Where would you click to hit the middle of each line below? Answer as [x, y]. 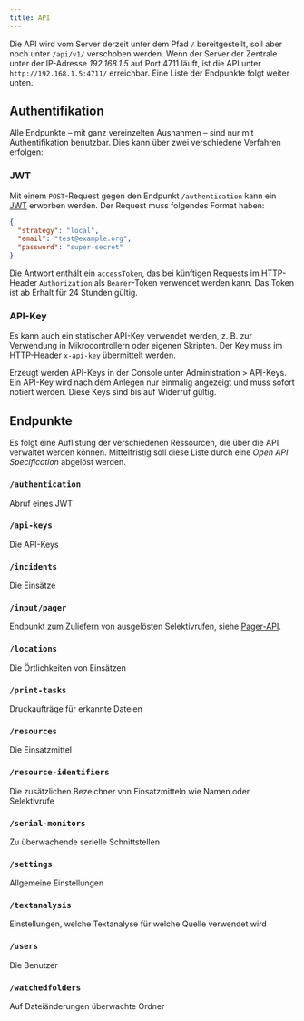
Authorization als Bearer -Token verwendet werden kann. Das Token [167, 283]
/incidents [33, 566]
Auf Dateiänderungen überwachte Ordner [87, 1006]
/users [24, 946]
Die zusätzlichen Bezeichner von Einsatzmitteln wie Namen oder [130, 791]
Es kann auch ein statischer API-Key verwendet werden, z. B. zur [131, 336]
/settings [31, 864]
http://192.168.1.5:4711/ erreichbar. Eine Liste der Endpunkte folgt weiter [150, 73]
